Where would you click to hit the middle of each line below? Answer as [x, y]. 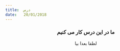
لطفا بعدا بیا [86, 43]
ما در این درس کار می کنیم [86, 32]
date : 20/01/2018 [26, 15]
